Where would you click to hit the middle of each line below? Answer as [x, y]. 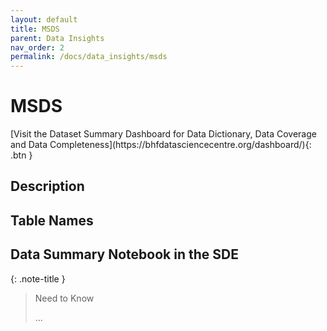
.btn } [21, 155]
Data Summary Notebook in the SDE [124, 254]
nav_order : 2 [37, 47]
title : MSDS [35, 29]
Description [47, 186]
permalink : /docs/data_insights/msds [89, 57]
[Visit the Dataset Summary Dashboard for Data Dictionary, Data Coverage [163, 134]
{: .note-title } [38, 278]
